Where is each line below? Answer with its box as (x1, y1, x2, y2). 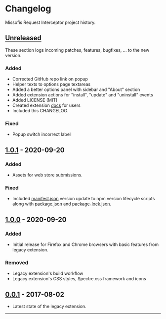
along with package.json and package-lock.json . (12, 201, 112, 207)
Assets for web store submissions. (12, 172, 83, 178)
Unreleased (5, 34, 42, 42)
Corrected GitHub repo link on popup (12, 76, 88, 82)
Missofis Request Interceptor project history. (5, 19, 96, 25)
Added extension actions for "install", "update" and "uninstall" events (12, 92, 153, 98)
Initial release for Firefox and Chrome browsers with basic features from (12, 241, 159, 247)
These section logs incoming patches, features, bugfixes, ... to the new (5, 47, 150, 53)
